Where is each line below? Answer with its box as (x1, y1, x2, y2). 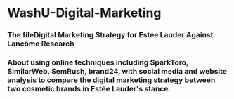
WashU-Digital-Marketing (7, 5, 162, 21)
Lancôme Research (7, 39, 75, 48)
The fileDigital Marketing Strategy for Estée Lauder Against (7, 30, 214, 40)
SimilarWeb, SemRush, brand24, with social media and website (7, 67, 227, 77)
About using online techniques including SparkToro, (7, 58, 189, 67)
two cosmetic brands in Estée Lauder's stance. (7, 84, 171, 94)
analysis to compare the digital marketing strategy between (7, 75, 216, 85)
